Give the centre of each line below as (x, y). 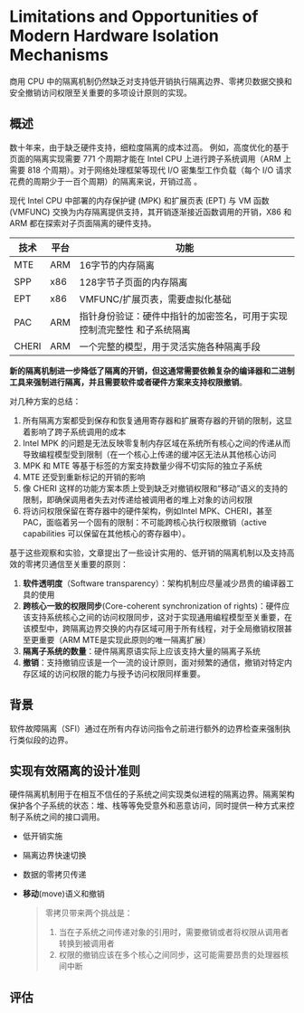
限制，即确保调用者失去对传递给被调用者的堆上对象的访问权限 (138, 499)
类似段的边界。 (45, 740)
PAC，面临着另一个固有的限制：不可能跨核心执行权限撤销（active (144, 522)
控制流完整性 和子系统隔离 (135, 329)
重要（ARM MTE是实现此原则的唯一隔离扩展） (124, 639)
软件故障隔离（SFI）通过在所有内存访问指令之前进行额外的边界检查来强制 (146, 728)
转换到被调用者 (86, 943)
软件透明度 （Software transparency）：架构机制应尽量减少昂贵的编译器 (154, 583)
